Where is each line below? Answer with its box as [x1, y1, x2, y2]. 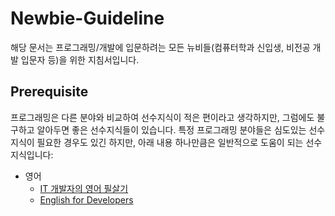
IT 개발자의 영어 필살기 [39, 182, 129, 194]
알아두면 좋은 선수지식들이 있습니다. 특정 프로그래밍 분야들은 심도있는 [36, 123, 307, 136]
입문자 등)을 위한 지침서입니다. [20, 53, 140, 66]
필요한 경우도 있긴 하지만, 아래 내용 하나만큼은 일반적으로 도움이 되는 [36, 136, 304, 148]
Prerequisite [10, 83, 89, 101]
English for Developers [39, 193, 134, 206]
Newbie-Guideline [10, 7, 165, 30]
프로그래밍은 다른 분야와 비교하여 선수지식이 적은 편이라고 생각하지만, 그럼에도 [10, 111, 315, 123]
